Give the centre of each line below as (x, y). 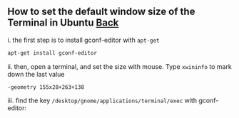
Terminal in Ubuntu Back (63, 23)
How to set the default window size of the (101, 12)
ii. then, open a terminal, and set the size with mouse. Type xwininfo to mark (119, 66)
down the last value (36, 74)
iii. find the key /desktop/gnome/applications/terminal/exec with (102, 100)
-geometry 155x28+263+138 (46, 87)
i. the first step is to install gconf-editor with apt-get (83, 40)
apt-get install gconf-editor (52, 53)
